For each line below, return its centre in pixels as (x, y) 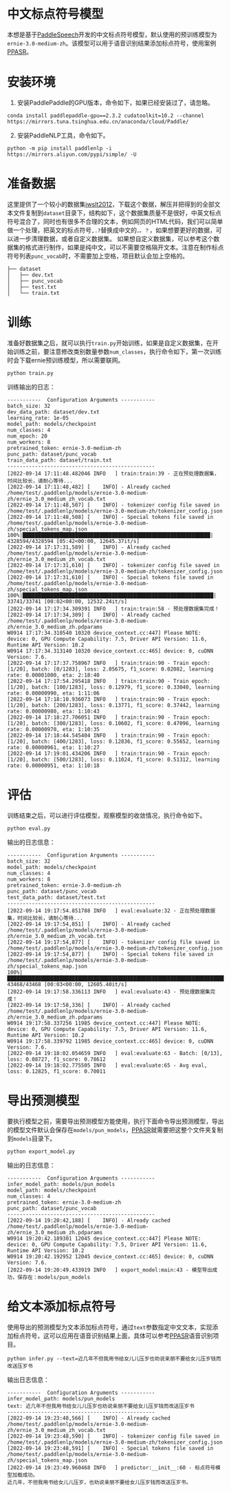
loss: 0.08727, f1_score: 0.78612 (57, 1059)
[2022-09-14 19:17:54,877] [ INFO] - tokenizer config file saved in (113, 942)
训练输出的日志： (31, 387)
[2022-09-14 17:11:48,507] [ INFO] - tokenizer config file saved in (113, 505)
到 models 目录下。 (32, 1138)
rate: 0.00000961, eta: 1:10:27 (53, 747)
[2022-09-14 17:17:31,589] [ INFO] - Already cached (89, 547)
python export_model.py (41, 1152)
